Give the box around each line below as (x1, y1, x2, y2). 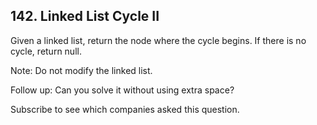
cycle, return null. (10, 45, 82, 57)
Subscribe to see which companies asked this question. (10, 103, 240, 115)
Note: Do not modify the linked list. (10, 64, 153, 76)
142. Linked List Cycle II (10, 8, 160, 25)
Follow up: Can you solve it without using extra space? (10, 84, 235, 96)
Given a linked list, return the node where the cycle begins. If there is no (10, 34, 307, 46)
